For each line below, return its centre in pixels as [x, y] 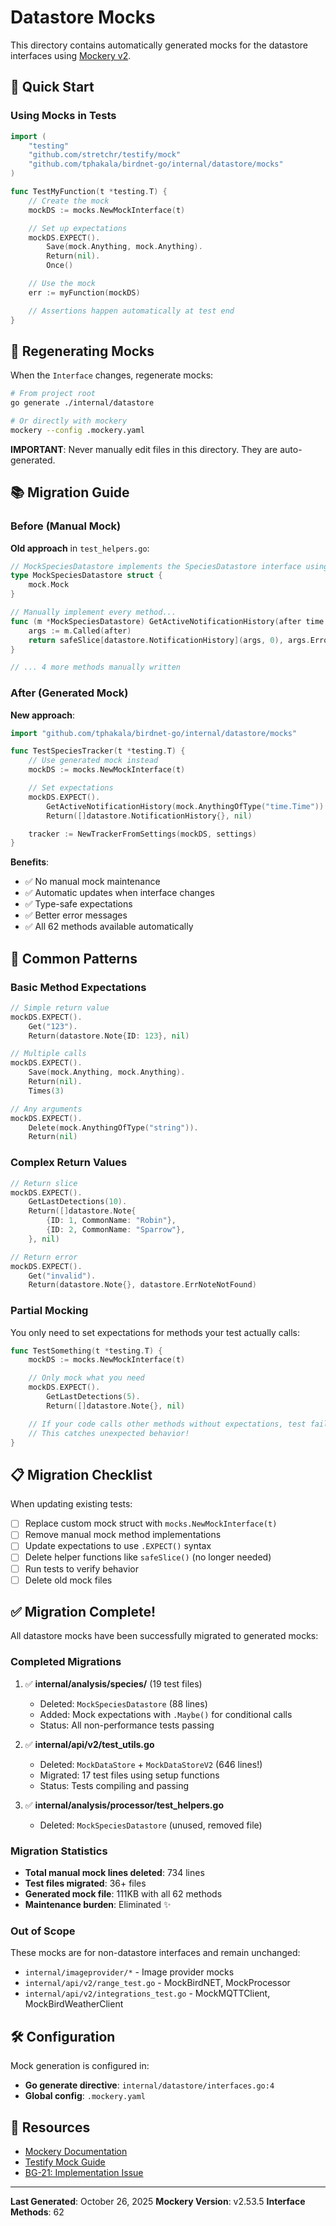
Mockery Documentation [76, 2151]
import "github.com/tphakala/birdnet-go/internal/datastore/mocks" [154, 733]
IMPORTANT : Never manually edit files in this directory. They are [144, 449]
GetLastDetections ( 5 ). [93, 1397]
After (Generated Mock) [69, 693]
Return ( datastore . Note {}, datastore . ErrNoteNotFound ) [142, 1285]
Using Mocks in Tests [63, 116]
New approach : [43, 715]
